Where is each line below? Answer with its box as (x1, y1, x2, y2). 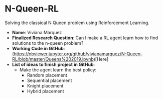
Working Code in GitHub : (12, 45, 65, 51)
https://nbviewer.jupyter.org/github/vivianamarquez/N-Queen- (14, 51, 143, 57)
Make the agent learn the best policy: (19, 66, 97, 73)
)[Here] (93, 56, 109, 62)
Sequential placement (27, 77, 72, 83)
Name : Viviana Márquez (12, 29, 62, 35)
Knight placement (27, 82, 64, 88)
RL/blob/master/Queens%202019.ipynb (12, 56, 94, 62)
